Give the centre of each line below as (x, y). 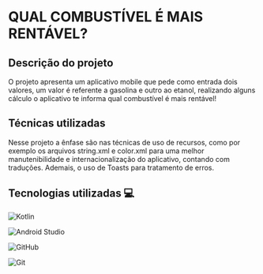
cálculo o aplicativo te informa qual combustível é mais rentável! (113, 98)
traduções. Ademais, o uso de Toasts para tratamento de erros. (111, 167)
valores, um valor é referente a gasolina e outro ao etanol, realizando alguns (132, 90)
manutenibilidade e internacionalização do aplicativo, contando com (119, 159)
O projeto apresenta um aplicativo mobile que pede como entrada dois (123, 82)
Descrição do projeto (61, 63)
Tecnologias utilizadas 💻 (71, 193)
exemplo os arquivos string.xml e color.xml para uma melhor (106, 151)
